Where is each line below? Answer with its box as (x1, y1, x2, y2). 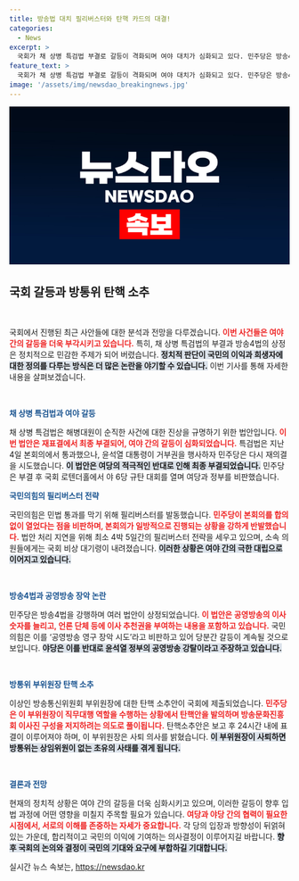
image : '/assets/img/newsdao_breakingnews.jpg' (9, 80, 190, 89)
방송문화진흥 (240, 710, 285, 720)
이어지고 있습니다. (9, 554, 72, 565)
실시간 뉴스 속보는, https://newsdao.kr (9, 861, 145, 872)
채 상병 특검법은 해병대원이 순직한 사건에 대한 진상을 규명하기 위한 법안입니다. (9, 427, 278, 437)
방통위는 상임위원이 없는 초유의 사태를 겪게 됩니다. (9, 743, 181, 753)
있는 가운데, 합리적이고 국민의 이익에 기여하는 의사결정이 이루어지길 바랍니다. (9, 831, 276, 843)
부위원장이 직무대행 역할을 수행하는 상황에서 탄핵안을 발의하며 (27, 710, 239, 720)
